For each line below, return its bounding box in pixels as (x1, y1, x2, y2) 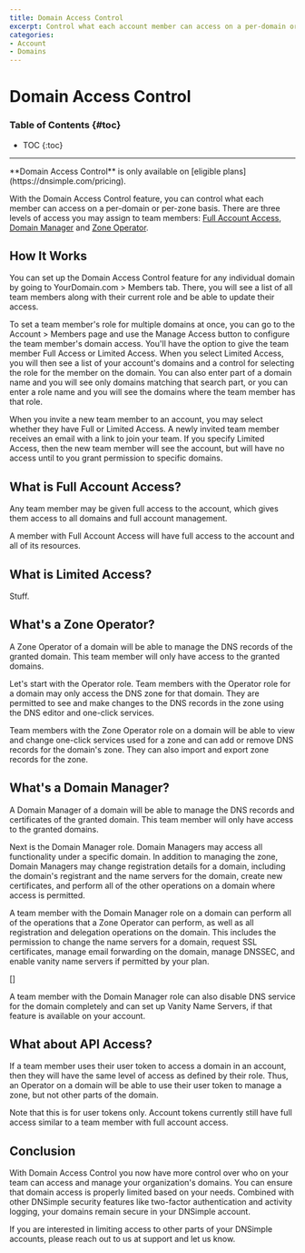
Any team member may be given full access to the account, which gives (9, 503, 279, 514)
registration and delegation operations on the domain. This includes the (9, 926, 277, 937)
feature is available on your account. (9, 1010, 146, 1021)
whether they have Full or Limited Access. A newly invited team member (9, 424, 280, 435)
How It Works (9, 248, 88, 264)
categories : (9, 30, 54, 39)
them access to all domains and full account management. (9, 513, 228, 524)
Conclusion (9, 1143, 76, 1158)
